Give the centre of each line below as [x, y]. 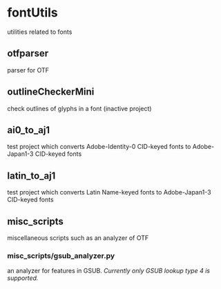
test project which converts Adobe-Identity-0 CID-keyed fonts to [99, 147]
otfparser [28, 53]
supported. [23, 278]
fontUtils [33, 13]
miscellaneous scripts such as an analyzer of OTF [78, 238]
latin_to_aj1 [31, 176]
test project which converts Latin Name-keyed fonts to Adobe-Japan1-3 [109, 192]
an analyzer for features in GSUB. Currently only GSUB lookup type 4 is [109, 271]
